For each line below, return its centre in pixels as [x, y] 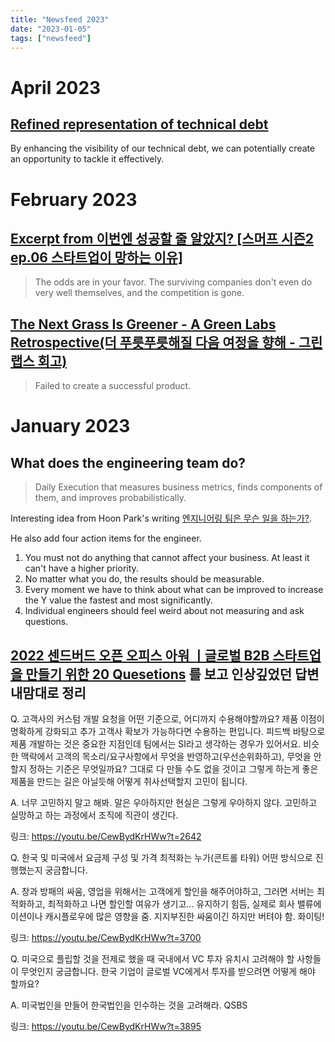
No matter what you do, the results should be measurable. [144, 579]
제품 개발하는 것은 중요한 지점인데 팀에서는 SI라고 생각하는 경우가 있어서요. [156, 744]
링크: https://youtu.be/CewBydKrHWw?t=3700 [106, 937]
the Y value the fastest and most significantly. [118, 600]
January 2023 [70, 426]
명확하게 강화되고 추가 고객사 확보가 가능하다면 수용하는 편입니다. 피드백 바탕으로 [168, 731]
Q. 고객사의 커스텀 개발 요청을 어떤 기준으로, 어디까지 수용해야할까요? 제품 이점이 [167, 719]
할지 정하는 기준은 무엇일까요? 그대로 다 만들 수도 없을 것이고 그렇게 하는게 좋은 [164, 769]
